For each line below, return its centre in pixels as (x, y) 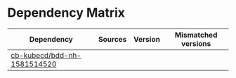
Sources (112, 39)
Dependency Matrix (66, 13)
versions (196, 43)
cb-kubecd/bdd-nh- (46, 55)
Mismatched (196, 35)
